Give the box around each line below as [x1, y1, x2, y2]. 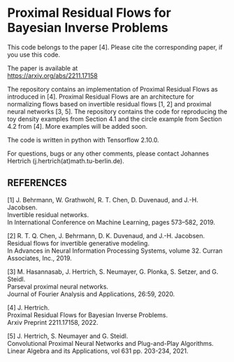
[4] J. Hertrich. [7, 303, 50, 312]
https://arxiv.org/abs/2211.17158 [7, 71, 98, 80]
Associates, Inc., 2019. [7, 253, 72, 262]
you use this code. [7, 50, 61, 59]
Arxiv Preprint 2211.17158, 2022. [7, 318, 98, 326]
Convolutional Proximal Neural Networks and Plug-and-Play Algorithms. [7, 339, 214, 347]
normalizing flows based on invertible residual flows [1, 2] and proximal [7, 99, 212, 108]
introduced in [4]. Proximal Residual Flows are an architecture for [7, 92, 194, 101]
